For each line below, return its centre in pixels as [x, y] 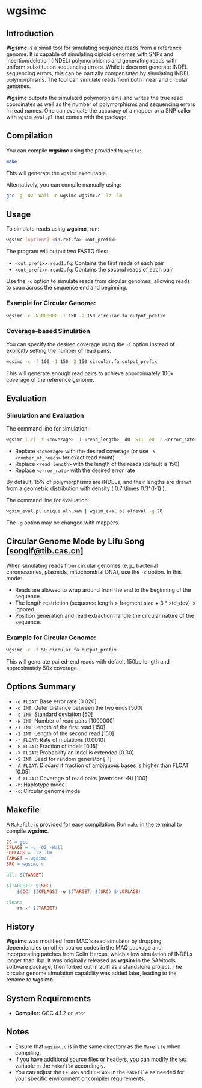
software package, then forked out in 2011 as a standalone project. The [94, 967]
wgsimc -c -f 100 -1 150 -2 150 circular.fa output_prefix [82, 362]
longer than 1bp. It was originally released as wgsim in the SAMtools [91, 960]
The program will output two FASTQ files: [57, 252]
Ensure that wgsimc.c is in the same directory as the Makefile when [98, 1046]
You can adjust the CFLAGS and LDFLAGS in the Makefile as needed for [99, 1072]
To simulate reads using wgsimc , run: [53, 229]
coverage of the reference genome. [50, 379]
